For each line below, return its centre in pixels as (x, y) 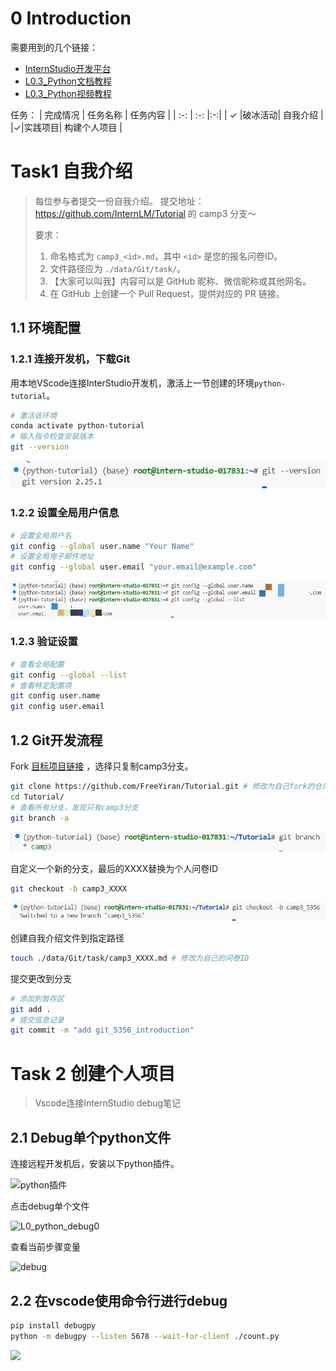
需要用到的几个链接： (54, 47)
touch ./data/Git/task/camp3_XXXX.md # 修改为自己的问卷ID (130, 958)
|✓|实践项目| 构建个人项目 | (66, 127)
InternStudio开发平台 (68, 68)
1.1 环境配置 (46, 328)
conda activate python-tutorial (77, 426)
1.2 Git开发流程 (56, 740)
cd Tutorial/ (37, 797)
